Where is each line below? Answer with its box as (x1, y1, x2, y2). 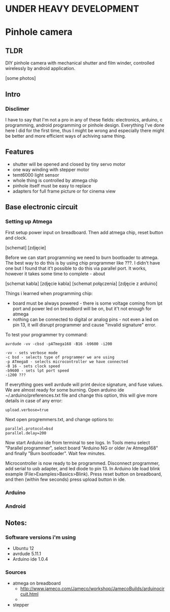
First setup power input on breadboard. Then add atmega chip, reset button (5, 230, 163, 236)
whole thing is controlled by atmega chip (12, 177, 98, 183)
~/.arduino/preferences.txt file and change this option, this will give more (5, 392, 158, 399)
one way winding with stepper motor (12, 166, 90, 173)
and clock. (5, 235, 27, 241)
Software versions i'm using (5, 534, 76, 541)
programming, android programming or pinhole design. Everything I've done (5, 122, 165, 128)
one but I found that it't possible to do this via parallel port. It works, (5, 265, 147, 272)
